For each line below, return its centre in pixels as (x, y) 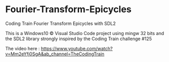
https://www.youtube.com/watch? (77, 48)
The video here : (23, 48)
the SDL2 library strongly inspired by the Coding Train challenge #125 (79, 39)
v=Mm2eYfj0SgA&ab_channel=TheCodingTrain (55, 54)
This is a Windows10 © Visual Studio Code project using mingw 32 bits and (85, 33)
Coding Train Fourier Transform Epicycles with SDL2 (61, 23)
